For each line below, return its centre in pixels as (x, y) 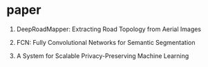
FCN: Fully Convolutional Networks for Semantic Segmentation (106, 42)
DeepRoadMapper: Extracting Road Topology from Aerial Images (109, 29)
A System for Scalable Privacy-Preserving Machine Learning (103, 56)
